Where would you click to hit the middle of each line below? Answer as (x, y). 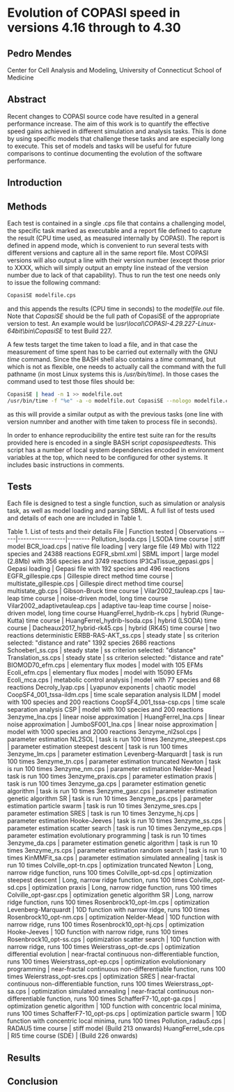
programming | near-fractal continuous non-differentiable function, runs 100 (117, 969)
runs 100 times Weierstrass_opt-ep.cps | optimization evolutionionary (107, 962)
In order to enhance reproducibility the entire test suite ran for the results (112, 435)
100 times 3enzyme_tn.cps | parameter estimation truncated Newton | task (114, 761)
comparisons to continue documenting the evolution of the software (105, 153)
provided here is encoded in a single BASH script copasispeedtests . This (112, 442)
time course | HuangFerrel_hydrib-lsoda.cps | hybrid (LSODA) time (122, 621)
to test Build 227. (88, 331)
